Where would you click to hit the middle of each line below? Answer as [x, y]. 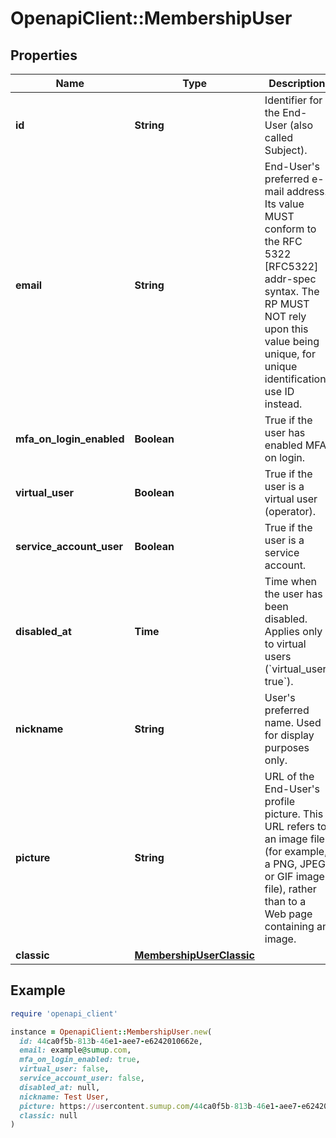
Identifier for [293, 100]
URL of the [289, 776]
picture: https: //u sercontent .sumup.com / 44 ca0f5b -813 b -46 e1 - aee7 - [160, 1106]
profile [280, 801]
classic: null [48, 1115]
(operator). [290, 511]
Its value [284, 204]
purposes [287, 747]
